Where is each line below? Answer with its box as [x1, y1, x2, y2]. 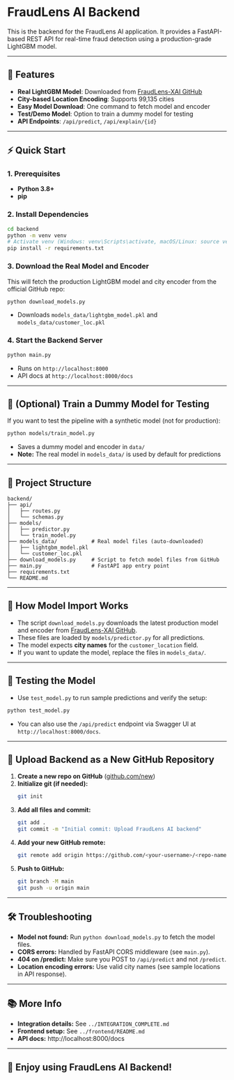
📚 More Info [7, 998, 62, 1010]
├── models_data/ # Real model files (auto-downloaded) [7, 538, 204, 545]
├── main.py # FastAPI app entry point [7, 563, 170, 570]
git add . [17, 819, 47, 826]
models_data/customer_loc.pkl [17, 319, 106, 326]
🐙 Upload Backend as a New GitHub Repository [7, 754, 214, 766]
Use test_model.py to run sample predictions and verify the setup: [17, 693, 208, 701]
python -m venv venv [7, 231, 68, 239]
